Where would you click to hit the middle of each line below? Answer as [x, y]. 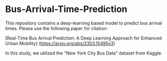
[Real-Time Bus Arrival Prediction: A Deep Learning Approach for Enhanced [83, 38]
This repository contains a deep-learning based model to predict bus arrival [84, 23]
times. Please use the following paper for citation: [57, 28]
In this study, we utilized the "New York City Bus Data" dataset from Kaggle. [84, 53]
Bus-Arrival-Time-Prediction [66, 9]
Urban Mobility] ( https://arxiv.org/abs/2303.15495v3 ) [60, 43]
